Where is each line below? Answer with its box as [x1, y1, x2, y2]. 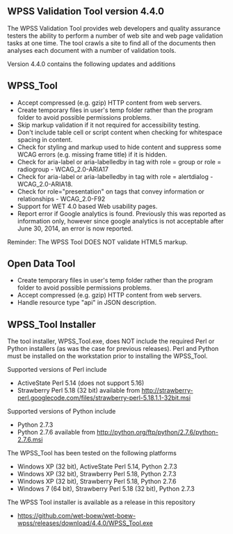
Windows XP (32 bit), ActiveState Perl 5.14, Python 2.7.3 [17, 462, 177, 471]
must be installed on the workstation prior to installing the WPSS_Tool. [7, 352, 208, 361]
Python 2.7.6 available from [17, 428, 96, 437]
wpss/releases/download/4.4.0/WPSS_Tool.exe [17, 519, 153, 528]
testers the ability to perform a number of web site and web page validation [7, 31, 223, 40]
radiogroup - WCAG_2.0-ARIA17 [17, 165, 109, 173]
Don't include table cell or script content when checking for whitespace [17, 128, 223, 136]
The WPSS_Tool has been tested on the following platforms [7, 449, 177, 457]
